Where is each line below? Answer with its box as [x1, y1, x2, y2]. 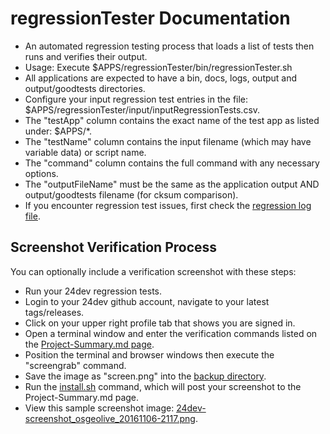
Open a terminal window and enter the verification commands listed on [24, 327, 318, 339]
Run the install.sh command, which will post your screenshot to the [24, 380, 302, 392]
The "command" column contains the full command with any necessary [24, 157, 320, 169]
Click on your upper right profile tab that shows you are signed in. [24, 317, 296, 329]
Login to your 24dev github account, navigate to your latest [24, 295, 270, 307]
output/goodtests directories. [24, 82, 146, 94]
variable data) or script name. [24, 146, 147, 158]
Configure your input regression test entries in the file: [24, 93, 249, 105]
